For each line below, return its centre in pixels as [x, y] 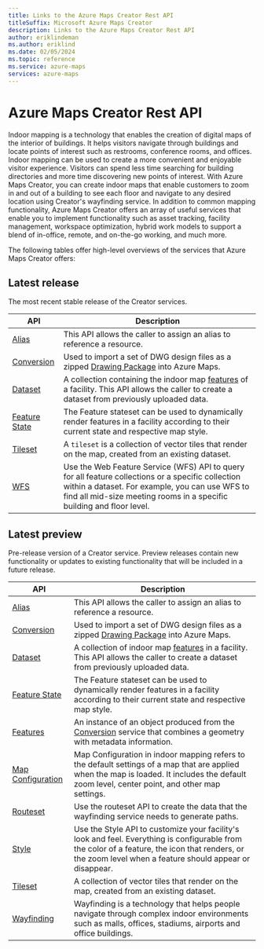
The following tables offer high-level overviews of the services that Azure [127, 250]
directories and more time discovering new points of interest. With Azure [126, 176]
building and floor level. [106, 506]
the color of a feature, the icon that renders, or [159, 849]
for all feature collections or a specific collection [152, 477]
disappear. [93, 869]
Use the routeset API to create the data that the [160, 807]
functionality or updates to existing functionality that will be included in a [126, 562]
